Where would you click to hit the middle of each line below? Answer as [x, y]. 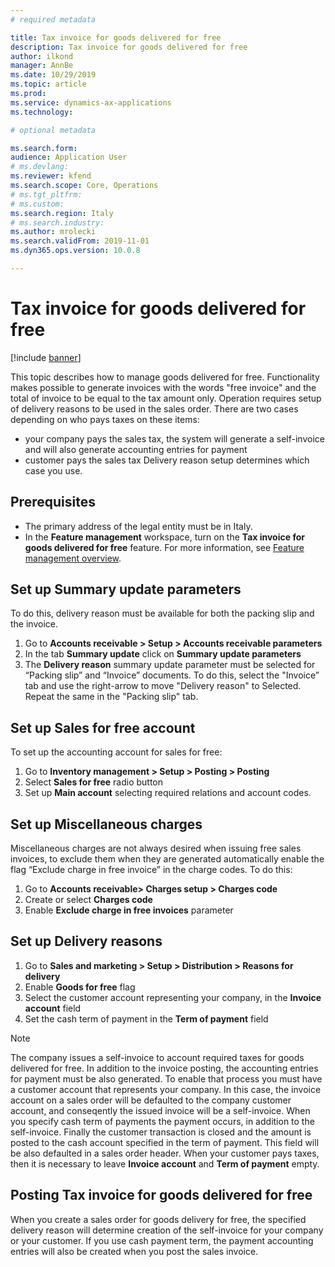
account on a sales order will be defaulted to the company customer [151, 1100]
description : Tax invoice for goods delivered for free [129, 47]
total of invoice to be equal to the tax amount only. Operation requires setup [166, 398]
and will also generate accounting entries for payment [136, 449]
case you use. [53, 470]
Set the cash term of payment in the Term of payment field [146, 1018]
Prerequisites [53, 502]
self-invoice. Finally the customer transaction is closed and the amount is [161, 1132]
